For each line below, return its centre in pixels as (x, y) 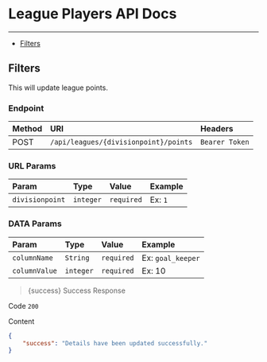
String (77, 258)
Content (21, 321)
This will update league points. (58, 88)
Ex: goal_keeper (171, 258)
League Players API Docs (93, 14)
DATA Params (35, 224)
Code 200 (23, 306)
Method (27, 129)
